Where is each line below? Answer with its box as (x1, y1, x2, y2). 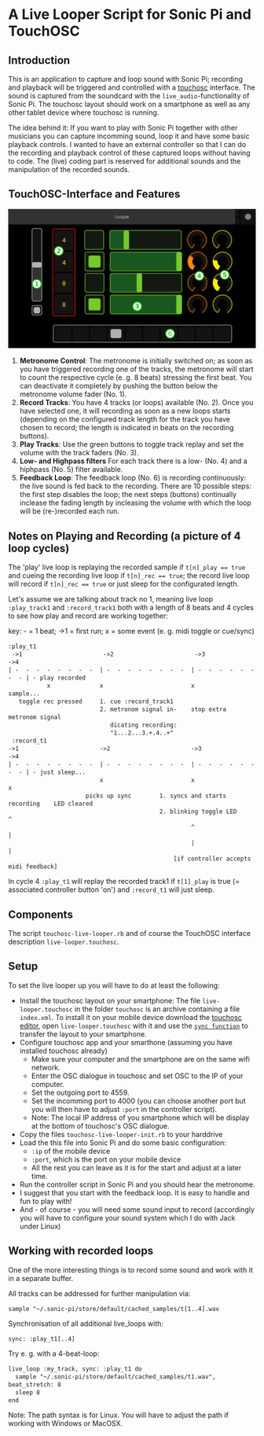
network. (31, 1062, 60, 1072)
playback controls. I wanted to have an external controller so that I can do (8, 140, 247, 149)
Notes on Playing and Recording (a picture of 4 (8, 529, 241, 543)
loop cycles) (8, 541, 70, 555)
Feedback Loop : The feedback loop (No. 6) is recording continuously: (19, 473, 247, 483)
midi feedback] (8, 863, 58, 871)
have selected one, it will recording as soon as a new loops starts (19, 407, 231, 416)
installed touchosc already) (19, 1046, 108, 1055)
